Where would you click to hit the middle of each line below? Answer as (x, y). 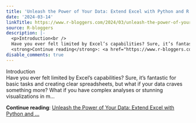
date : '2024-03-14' (30, 17)
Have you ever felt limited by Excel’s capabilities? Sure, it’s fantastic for (91, 78)
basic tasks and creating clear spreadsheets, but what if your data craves (94, 84)
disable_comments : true (35, 55)
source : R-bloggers (30, 28)
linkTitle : (19, 22)
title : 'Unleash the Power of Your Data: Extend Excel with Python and (95, 11)
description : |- (26, 33)
